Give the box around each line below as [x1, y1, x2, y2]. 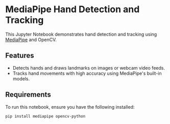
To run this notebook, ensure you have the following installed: [5, 104, 135, 110]
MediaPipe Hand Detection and [5, 4, 140, 15]
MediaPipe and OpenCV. [5, 37, 57, 43]
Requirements [5, 90, 51, 99]
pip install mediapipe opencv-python [5, 113, 86, 119]
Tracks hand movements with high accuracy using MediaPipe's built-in [12, 70, 162, 76]
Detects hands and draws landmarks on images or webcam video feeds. [12, 65, 165, 71]
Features [5, 51, 34, 60]
